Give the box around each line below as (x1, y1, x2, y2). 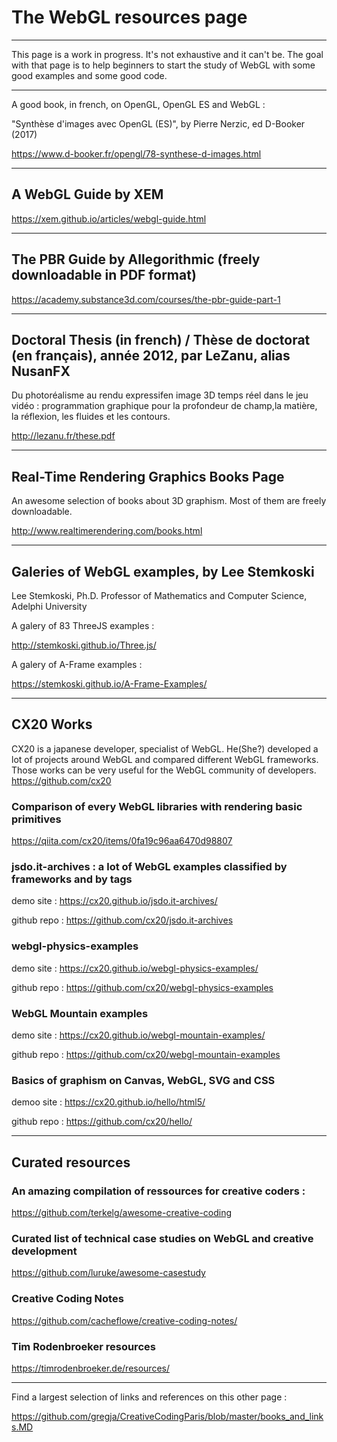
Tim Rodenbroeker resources (11, 1339, 156, 1353)
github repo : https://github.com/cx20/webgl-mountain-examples (11, 1049, 281, 1060)
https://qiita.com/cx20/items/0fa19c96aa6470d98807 (11, 835, 233, 847)
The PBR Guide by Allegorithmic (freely (11, 251, 261, 268)
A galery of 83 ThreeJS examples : (11, 620, 155, 631)
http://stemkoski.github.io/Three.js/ (11, 639, 157, 651)
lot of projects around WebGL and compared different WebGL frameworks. (11, 753, 319, 765)
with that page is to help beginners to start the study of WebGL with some (11, 59, 316, 71)
